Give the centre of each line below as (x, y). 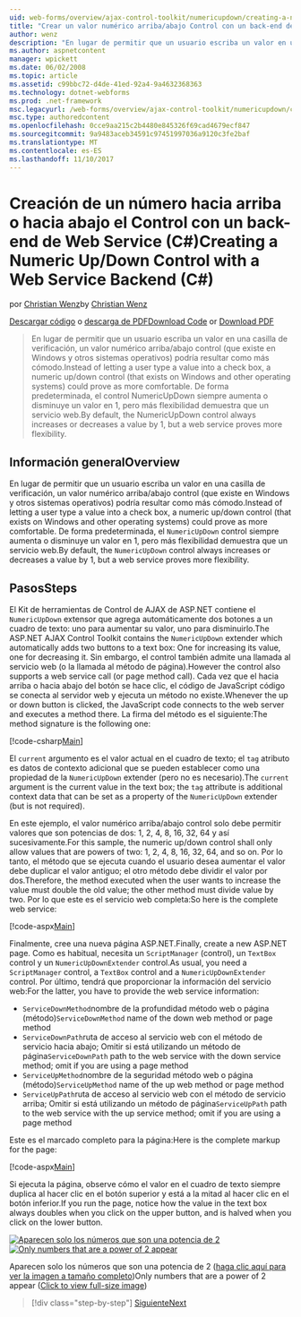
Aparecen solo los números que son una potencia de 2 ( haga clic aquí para (148, 1267)
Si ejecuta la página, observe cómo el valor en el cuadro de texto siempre (145, 1184)
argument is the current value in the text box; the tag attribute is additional (146, 787)
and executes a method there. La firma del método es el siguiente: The (138, 714)
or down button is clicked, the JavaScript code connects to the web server (147, 705)
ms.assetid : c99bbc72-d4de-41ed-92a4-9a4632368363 (106, 84)
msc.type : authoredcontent (60, 117)
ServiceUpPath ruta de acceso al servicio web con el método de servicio (154, 1094)
